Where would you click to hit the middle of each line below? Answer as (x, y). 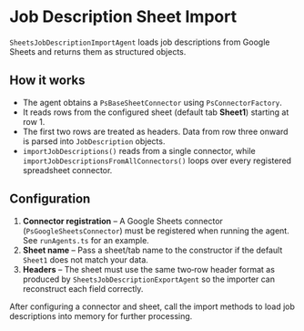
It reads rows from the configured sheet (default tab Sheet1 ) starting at (156, 112)
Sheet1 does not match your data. (85, 259)
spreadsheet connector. (67, 170)
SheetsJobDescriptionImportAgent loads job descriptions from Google (140, 42)
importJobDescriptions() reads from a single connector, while (139, 150)
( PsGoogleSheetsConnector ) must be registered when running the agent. (156, 231)
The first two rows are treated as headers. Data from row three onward (155, 131)
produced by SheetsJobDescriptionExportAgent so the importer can (149, 279)
